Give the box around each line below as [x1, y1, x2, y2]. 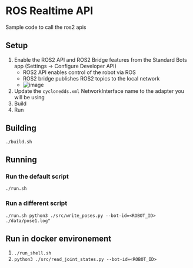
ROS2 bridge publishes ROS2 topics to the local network [22, 75, 160, 82]
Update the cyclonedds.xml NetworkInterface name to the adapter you [14, 87, 185, 95]
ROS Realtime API [5, 4, 94, 18]
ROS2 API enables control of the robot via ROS [22, 69, 136, 76]
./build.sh [5, 139, 32, 145]
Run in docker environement [5, 233, 112, 243]
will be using [14, 93, 45, 101]
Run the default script [5, 172, 69, 180]
